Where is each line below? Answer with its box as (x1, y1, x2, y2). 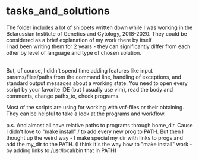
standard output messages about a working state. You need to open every (6, 79, 188, 87)
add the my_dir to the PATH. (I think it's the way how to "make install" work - (6, 140, 192, 148)
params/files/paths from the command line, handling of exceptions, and (6, 73, 181, 80)
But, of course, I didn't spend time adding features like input (6, 67, 153, 74)
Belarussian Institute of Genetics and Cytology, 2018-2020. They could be (6, 30, 187, 37)
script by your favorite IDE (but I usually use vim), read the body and (6, 86, 173, 93)
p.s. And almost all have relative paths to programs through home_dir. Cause (6, 121, 193, 128)
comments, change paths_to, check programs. (6, 92, 120, 99)
